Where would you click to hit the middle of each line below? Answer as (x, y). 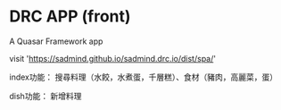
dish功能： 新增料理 (45, 96)
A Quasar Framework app (56, 41)
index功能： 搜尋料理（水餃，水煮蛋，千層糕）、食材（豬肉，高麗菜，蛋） (144, 77)
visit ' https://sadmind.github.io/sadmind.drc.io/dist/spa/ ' (113, 58)
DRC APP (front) (70, 17)
